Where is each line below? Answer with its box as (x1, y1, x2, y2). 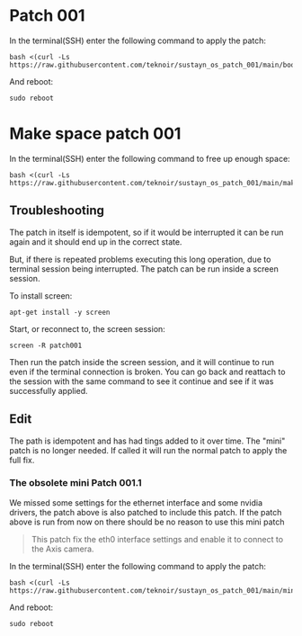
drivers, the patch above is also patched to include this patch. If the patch (9, 506, 282, 517)
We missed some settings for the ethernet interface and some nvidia (9, 497, 263, 508)
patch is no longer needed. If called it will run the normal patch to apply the (9, 444, 288, 455)
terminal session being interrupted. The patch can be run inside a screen (9, 263, 279, 274)
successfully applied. (9, 385, 88, 396)
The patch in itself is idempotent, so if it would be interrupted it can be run (9, 227, 284, 237)
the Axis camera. (31, 543, 94, 554)
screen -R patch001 (9, 341, 83, 350)
